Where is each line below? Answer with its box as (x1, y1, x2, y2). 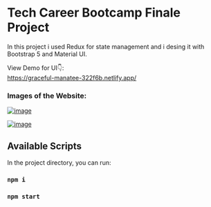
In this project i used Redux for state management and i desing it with (7, 42, 205, 51)
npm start (7, 192, 40, 200)
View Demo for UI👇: (7, 64, 64, 72)
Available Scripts (7, 140, 82, 152)
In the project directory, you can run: (7, 159, 111, 167)
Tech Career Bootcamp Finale (7, 5, 181, 21)
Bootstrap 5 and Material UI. (7, 50, 88, 58)
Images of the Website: (7, 91, 87, 100)
